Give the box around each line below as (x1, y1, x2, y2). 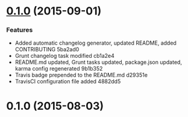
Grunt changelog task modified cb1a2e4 (14, 52, 114, 60)
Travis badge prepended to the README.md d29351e (14, 71, 148, 79)
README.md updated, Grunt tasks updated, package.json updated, (14, 58, 183, 66)
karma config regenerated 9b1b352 (14, 65, 103, 72)
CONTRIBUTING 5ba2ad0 (14, 46, 80, 53)
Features (6, 26, 33, 34)
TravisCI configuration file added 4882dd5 (14, 78, 121, 85)
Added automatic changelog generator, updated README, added (14, 39, 177, 46)
